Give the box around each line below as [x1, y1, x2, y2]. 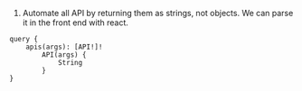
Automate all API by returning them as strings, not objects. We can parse [22, 8, 294, 18]
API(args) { [42, 50, 88, 59]
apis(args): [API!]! [25, 42, 103, 51]
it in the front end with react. [22, 17, 129, 28]
